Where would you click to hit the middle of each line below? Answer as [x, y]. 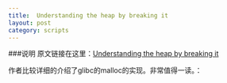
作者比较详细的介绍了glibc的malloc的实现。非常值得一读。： [105, 70]
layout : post [30, 23]
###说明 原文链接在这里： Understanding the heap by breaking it [113, 54]
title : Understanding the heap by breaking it [88, 15]
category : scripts [38, 30]
